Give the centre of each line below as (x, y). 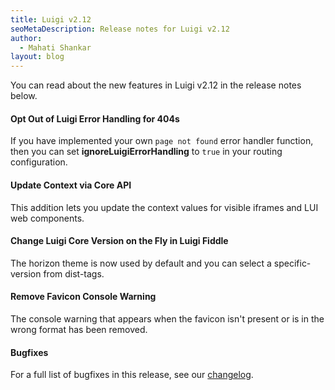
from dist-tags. (74, 273)
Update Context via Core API (71, 185)
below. (24, 96)
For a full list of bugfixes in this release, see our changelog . (132, 375)
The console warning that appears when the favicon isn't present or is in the (167, 318)
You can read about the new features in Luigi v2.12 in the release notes (156, 85)
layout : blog (37, 57)
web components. (47, 218)
